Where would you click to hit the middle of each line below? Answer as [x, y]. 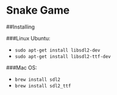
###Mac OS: [22, 67]
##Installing [20, 27]
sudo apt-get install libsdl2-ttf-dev [63, 56]
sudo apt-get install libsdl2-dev [57, 50]
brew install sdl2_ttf [43, 86]
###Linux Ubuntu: [28, 38]
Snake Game [38, 10]
